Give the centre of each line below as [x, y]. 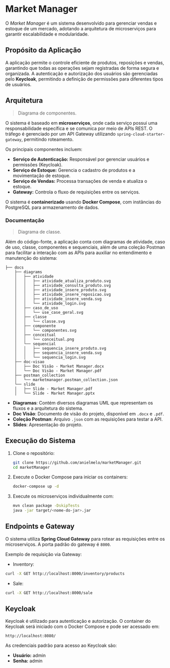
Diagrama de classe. [39, 232]
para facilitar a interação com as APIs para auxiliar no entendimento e [79, 253]
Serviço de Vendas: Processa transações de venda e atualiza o [80, 181]
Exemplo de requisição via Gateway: [44, 554]
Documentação [25, 220]
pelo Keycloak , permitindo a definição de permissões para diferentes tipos [84, 79]
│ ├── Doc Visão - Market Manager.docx [59, 366]
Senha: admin [27, 661]
